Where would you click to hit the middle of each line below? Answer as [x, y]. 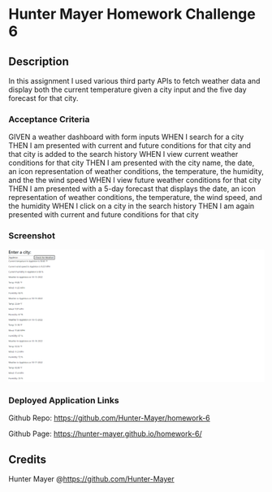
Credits [28, 459]
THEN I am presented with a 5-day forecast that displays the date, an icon [132, 189]
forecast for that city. [43, 98]
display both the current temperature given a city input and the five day [127, 89]
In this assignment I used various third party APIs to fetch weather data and [134, 81]
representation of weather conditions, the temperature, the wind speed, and [135, 198]
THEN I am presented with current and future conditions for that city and [130, 146]
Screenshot [32, 236]
